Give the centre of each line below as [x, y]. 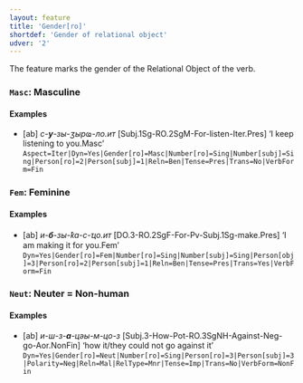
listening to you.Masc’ [63, 144]
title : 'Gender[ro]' [48, 26]
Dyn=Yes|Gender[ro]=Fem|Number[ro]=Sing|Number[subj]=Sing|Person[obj [158, 255]
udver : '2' [30, 43]
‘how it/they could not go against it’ [148, 345]
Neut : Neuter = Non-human [69, 293]
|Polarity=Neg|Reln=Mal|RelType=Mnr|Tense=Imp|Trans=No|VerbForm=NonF [158, 363]
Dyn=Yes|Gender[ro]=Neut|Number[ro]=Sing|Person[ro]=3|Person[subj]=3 [158, 355]
